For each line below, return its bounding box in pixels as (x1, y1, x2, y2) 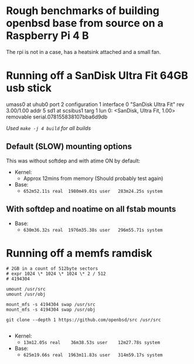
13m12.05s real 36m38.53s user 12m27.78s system (23, 340, 160, 346)
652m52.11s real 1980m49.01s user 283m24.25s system (23, 188, 163, 194)
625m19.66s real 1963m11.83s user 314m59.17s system (23, 352, 163, 358)
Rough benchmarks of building (6, 4, 159, 18)
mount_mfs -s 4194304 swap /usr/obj (6, 307, 96, 313)
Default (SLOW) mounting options (6, 142, 132, 152)
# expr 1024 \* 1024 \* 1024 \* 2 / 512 (6, 271, 107, 277)
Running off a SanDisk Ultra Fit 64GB (6, 69, 189, 83)
